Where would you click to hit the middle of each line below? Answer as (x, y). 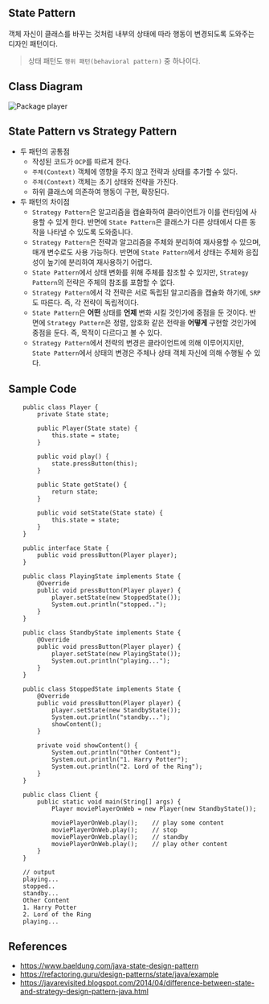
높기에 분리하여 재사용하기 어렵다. (100, 262)
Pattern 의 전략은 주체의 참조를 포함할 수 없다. (103, 283)
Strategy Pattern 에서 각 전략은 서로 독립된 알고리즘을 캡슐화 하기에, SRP (146, 292)
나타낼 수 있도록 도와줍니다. (90, 232)
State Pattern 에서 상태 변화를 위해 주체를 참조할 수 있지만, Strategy (140, 272)
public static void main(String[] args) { (109, 802)
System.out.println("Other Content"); (116, 753)
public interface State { (66, 548)
